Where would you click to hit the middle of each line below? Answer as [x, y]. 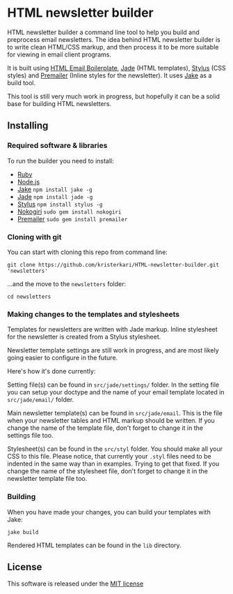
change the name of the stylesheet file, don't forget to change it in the [108, 471]
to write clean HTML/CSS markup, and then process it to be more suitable [113, 47]
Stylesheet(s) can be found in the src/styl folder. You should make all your [115, 449]
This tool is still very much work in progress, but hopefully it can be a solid [114, 96]
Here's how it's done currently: [51, 371]
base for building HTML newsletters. [59, 103]
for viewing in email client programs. [59, 54]
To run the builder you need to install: [61, 161]
